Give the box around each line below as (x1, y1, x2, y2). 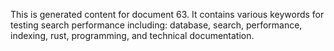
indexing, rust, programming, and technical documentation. (10, 30, 255, 41)
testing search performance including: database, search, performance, (10, 19, 303, 31)
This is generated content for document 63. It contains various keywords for (10, 9, 325, 20)
